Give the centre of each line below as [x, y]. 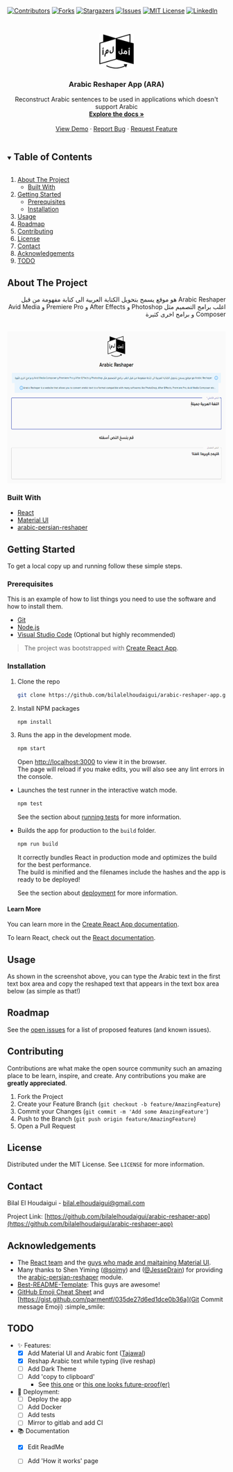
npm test [30, 804]
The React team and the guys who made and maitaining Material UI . [114, 1263]
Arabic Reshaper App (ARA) [116, 84]
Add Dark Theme [52, 1369]
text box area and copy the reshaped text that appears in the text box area [113, 984]
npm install [34, 722]
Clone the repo [38, 681]
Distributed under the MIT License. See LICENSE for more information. [106, 1164]
